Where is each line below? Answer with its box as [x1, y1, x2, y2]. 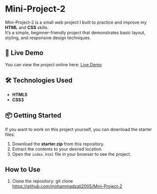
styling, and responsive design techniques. [5, 35, 91, 41]
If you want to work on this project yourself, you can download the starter [5, 127, 152, 133]
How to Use [5, 165, 41, 174]
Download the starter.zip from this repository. [12, 141, 105, 147]
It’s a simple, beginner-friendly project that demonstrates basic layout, [5, 30, 146, 35]
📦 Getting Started [5, 111, 62, 119]
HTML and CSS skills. [5, 24, 49, 30]
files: [5, 132, 15, 137]
